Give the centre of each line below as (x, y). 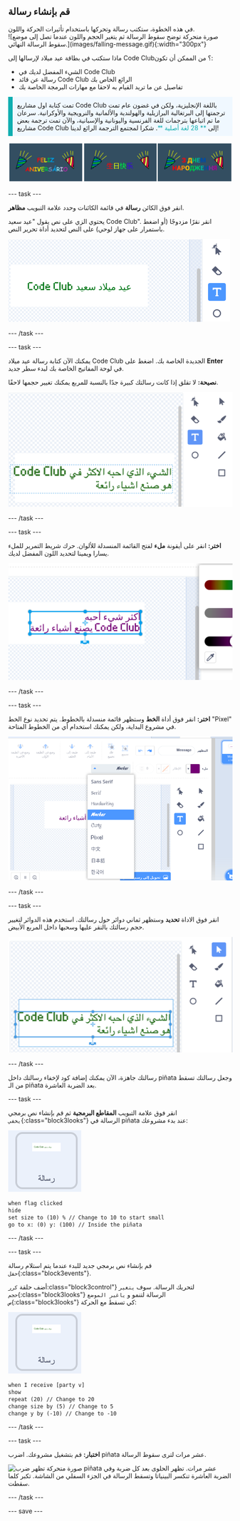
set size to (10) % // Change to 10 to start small (86, 1218)
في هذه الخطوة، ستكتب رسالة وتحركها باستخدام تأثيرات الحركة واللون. (101, 29)
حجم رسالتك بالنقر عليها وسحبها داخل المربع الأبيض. (76, 927)
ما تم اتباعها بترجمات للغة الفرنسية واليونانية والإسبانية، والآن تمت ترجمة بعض (119, 120)
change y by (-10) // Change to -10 (62, 1414)
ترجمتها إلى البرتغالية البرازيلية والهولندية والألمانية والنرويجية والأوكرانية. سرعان (121, 113)
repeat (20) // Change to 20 (51, 1400)
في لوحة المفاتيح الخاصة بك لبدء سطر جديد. (66, 368)
